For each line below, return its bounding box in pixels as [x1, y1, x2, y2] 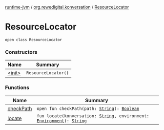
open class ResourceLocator [5, 37, 62, 42]
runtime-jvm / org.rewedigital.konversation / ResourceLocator [5, 4, 129, 10]
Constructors [5, 48, 38, 55]
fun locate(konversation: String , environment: [36, 113, 150, 119]
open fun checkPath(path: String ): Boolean [36, 106, 140, 111]
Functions [5, 84, 29, 91]
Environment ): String [36, 118, 87, 124]
